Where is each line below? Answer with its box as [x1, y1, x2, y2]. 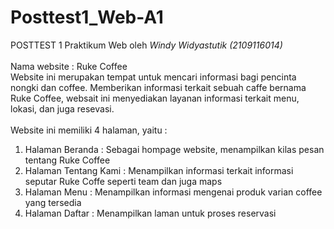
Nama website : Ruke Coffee [10, 60, 128, 72]
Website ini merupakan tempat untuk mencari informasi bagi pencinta [10, 71, 297, 83]
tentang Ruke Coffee [24, 154, 111, 166]
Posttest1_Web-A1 [10, 6, 164, 29]
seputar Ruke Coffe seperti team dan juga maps [24, 175, 223, 187]
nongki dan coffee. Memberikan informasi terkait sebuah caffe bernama [10, 81, 307, 93]
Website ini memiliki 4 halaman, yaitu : [10, 124, 168, 136]
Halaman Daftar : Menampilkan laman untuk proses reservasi [24, 207, 277, 219]
